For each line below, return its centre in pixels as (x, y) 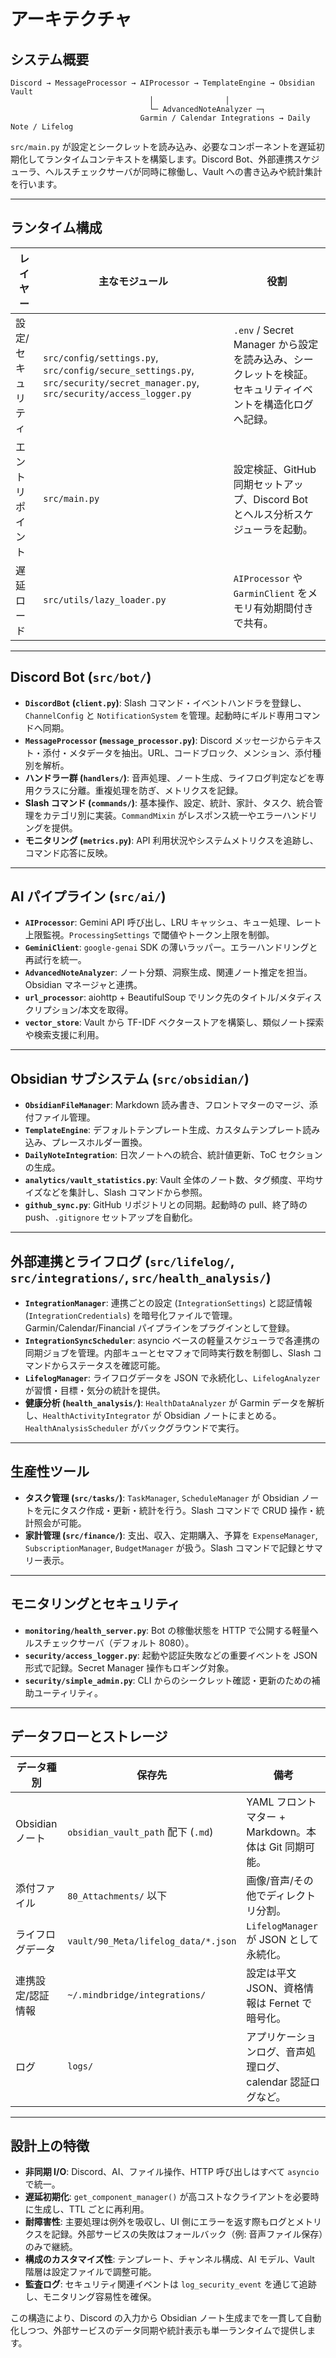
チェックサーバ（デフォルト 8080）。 (118, 1642)
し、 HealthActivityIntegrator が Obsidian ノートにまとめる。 (153, 1416)
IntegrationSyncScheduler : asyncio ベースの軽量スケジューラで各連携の (172, 1341)
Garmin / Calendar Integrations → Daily (225, 118)
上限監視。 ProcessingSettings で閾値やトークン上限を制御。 (149, 935)
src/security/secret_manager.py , (121, 382)
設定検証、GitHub (275, 469)
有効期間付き (283, 608)
